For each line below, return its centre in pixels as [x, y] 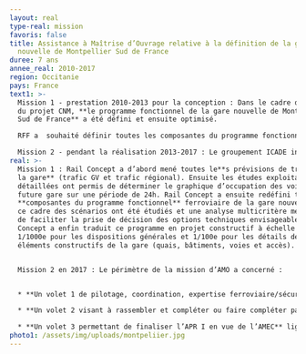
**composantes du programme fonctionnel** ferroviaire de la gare [146, 203]
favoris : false [38, 35]
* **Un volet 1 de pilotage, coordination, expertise [122, 294]
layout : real [34, 18]
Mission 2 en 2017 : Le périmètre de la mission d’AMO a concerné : [150, 269]
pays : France [34, 86]
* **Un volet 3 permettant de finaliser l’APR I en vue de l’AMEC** [150, 327]
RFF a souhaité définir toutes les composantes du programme [138, 136]
